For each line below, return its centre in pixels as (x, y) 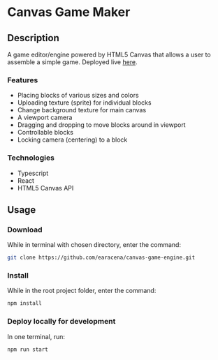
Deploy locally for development (61, 322)
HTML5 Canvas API (45, 188)
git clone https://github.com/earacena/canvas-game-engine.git (101, 258)
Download (25, 230)
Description (33, 38)
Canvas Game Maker (69, 12)
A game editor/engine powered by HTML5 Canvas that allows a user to (109, 54)
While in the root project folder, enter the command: (82, 291)
